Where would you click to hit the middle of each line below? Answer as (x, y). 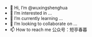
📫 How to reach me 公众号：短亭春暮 (48, 29)
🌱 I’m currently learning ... (36, 18)
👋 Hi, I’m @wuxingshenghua (39, 8)
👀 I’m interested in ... (31, 13)
